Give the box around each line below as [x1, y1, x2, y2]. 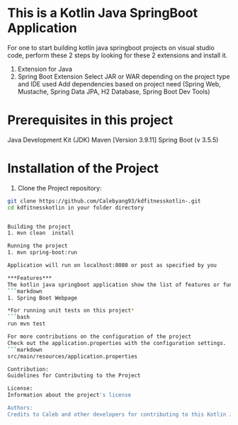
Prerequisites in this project [7, 112, 174, 128]
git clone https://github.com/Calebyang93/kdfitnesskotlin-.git [7, 197, 201, 205]
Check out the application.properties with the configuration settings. [7, 339, 227, 346]
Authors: [7, 404, 33, 412]
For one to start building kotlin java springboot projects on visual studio [7, 43, 215, 52]
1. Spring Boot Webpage [7, 294, 78, 302]
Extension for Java [17, 64, 73, 73]
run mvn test [7, 320, 46, 327]
